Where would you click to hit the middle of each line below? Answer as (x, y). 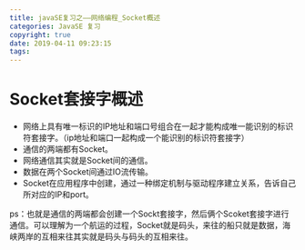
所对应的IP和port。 (58, 195)
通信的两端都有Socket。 (68, 149)
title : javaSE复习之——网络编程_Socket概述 (85, 18)
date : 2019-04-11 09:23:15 (61, 43)
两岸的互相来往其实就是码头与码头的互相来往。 (105, 236)
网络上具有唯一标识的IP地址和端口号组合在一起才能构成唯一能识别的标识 (158, 126)
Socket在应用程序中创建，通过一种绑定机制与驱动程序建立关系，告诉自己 (159, 184)
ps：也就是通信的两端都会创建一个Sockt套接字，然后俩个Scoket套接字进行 (149, 214)
